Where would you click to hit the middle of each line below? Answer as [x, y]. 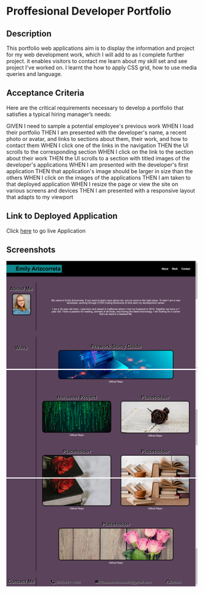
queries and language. [34, 74]
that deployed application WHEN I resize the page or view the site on [92, 184]
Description [29, 34]
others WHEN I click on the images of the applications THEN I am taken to [99, 177]
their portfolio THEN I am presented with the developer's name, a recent [97, 132]
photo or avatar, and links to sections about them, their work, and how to [97, 139]
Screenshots [31, 250]
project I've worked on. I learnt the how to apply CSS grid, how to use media [102, 67]
